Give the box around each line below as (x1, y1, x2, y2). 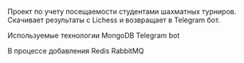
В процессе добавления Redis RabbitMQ (7, 46, 144, 55)
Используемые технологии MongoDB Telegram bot (7, 31, 180, 40)
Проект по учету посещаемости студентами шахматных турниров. (7, 7, 237, 16)
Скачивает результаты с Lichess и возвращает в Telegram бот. (7, 15, 221, 25)
